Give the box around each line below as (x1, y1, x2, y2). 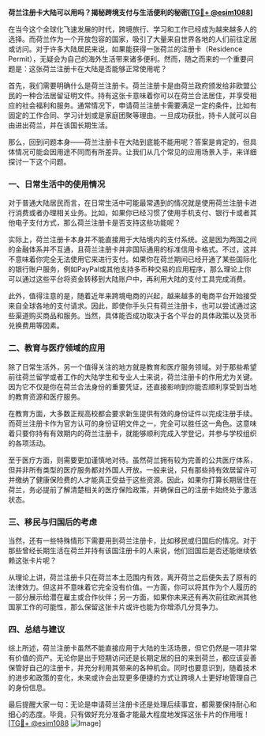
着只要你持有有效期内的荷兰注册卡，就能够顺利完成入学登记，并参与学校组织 (8, 428, 257, 438)
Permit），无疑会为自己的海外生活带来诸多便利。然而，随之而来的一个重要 (8, 55, 247, 63)
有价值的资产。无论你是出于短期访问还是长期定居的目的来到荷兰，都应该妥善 (8, 653, 257, 663)
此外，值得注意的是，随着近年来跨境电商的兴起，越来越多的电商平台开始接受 (8, 291, 257, 301)
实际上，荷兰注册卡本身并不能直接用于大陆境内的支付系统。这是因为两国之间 (8, 235, 257, 245)
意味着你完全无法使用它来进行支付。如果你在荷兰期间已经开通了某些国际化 (14, 255, 257, 264)
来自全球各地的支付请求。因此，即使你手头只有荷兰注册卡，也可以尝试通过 (8, 301, 250, 311)
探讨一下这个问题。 (8, 157, 71, 166)
